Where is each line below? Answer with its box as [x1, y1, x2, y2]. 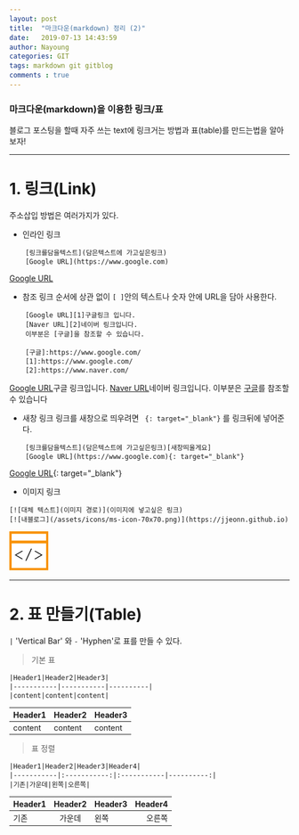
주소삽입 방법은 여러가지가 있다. [9, 210, 119, 221]
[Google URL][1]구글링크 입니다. [25, 311, 136, 320]
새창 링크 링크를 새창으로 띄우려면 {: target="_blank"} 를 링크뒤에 [21, 413, 262, 423]
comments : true [9, 71, 69, 80]
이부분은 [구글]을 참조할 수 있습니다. [25, 330, 145, 339]
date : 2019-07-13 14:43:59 [9, 33, 117, 42]
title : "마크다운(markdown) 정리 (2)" [9, 23, 146, 33]
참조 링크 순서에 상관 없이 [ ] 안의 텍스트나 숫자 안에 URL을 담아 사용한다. [21, 291, 278, 302]
